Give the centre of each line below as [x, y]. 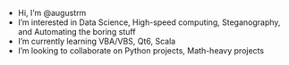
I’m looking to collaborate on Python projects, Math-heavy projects [141, 51]
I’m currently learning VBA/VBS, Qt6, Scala [97, 41]
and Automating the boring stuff [76, 32]
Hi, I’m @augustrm [52, 13]
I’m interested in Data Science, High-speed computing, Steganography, [149, 22]
